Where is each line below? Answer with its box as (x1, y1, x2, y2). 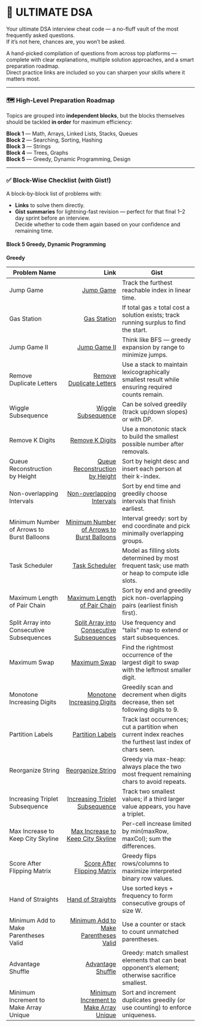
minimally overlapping (121, 529, 184, 537)
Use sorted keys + (121, 884, 173, 892)
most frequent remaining (121, 769, 191, 778)
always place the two (121, 762, 181, 771)
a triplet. (121, 810, 145, 818)
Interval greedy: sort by (121, 514, 188, 522)
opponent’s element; (121, 963, 179, 972)
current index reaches (121, 730, 184, 738)
